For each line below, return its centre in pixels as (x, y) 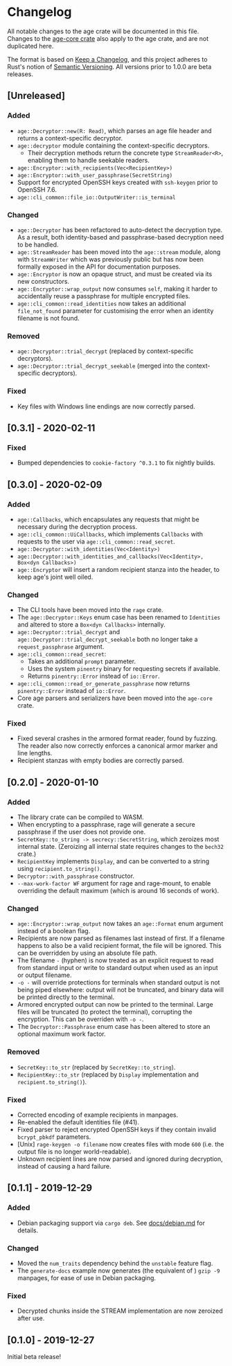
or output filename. (44, 975)
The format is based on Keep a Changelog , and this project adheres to (107, 59)
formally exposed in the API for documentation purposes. (99, 267)
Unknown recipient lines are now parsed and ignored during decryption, (120, 1159)
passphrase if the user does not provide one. (81, 832)
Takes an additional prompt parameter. (82, 661)
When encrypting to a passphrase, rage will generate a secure (106, 825)
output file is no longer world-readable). (74, 1152)
